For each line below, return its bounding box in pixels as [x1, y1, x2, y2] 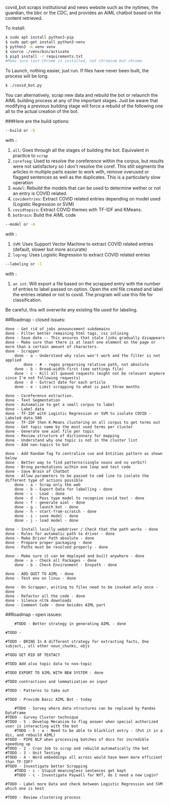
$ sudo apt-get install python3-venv [5, 39, 86, 45]
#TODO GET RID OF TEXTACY [5, 652, 60, 657]
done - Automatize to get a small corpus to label [5, 402, 115, 407]
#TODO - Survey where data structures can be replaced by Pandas [14, 706, 156, 711]
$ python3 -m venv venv [5, 44, 56, 49]
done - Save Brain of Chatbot [5, 469, 70, 474]
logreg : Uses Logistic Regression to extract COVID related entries [12, 251, 150, 257]
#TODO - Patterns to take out [5, 688, 70, 693]
